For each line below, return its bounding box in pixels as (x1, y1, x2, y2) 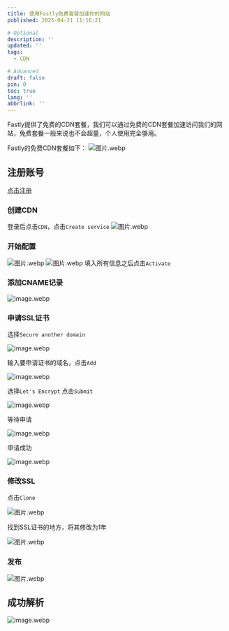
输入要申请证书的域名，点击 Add (7, 359, 96, 367)
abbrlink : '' (7, 101, 45, 107)
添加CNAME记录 (7, 278, 64, 288)
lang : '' (7, 94, 33, 101)
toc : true (7, 87, 36, 94)
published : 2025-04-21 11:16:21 (7, 17, 101, 24)
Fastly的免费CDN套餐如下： (7, 144, 87, 152)
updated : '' (7, 43, 42, 50)
